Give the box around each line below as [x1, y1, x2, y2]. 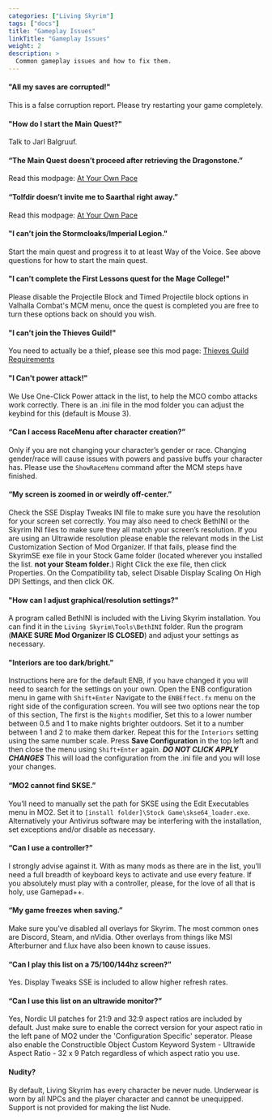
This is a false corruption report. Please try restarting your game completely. [8, 101, 263, 110]
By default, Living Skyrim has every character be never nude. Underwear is [8, 1085, 259, 1095]
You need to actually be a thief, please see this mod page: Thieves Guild [8, 346, 249, 355]
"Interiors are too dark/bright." [8, 657, 114, 667]
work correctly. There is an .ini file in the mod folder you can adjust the [8, 399, 244, 410]
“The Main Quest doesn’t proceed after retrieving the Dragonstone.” [8, 155, 243, 165]
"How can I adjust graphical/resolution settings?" [8, 595, 180, 605]
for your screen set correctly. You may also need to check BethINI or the [8, 516, 249, 526]
